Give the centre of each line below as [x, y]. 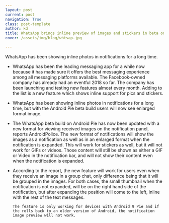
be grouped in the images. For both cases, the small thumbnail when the [87, 181]
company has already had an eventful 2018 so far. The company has [83, 82]
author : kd [17, 29]
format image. [27, 113]
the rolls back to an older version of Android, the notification [83, 211]
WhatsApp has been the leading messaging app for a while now [78, 66]
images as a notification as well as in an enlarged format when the [81, 139]
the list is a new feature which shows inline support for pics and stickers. [88, 93]
